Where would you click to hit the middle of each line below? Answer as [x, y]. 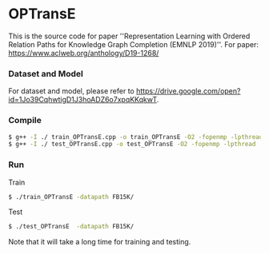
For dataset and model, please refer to [71, 91]
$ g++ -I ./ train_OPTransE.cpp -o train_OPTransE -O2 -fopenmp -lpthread [136, 137]
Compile [25, 121]
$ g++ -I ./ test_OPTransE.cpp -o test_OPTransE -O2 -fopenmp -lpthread [132, 145]
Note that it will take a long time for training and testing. [100, 242]
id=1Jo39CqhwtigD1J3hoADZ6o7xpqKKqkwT [83, 100]
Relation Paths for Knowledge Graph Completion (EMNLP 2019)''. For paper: [133, 44]
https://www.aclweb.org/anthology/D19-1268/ [84, 53]
